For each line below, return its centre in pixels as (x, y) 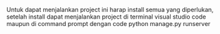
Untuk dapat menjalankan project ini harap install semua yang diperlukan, (110, 10)
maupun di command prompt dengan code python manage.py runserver (108, 24)
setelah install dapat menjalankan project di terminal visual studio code (106, 17)
